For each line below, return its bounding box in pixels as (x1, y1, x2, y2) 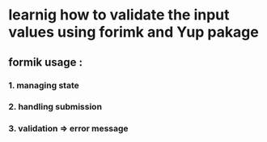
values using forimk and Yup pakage (8, 23, 259, 41)
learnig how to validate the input (8, 6, 230, 24)
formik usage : (8, 55, 83, 69)
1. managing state (8, 80, 79, 91)
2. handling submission (8, 101, 103, 113)
